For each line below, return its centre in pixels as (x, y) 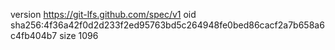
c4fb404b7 (34, 35)
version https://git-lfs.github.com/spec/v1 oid (103, 14)
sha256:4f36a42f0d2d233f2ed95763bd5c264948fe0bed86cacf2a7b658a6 (167, 25)
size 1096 (79, 35)
